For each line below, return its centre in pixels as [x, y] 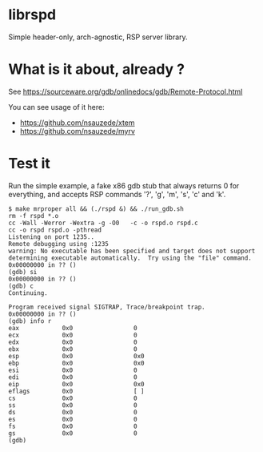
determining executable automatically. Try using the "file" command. [130, 258]
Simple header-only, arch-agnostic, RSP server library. [98, 37]
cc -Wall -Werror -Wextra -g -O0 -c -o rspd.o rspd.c [103, 223]
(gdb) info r [30, 321]
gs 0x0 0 [73, 433]
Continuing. [28, 293]
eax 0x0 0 [73, 328]
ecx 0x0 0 [73, 335]
